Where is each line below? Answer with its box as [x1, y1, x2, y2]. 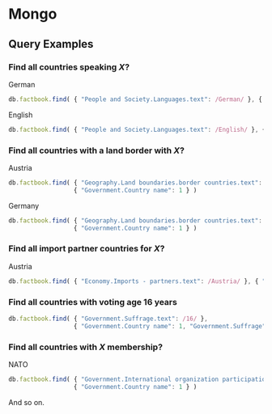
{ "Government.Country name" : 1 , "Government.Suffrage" [73, 322, 266, 330]
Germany [8, 201, 40, 210]
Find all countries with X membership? [8, 341, 164, 353]
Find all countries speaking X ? [8, 61, 130, 73]
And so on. [8, 397, 45, 407]
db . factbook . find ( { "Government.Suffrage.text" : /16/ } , [8, 315, 208, 323]
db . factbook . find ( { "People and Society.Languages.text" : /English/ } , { [8, 125, 266, 133]
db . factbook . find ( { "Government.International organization [8, 375, 219, 383]
